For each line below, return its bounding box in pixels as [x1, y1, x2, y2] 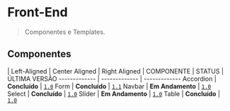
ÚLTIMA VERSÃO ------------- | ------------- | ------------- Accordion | [7, 74, 217, 83]
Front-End [7, 4, 69, 21]
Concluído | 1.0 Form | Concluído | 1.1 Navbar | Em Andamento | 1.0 [7, 82, 212, 90]
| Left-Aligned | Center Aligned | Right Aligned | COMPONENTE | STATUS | [7, 66, 224, 75]
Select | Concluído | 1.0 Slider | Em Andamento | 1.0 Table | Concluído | [7, 89, 221, 98]
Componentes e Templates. [24, 28, 105, 36]
